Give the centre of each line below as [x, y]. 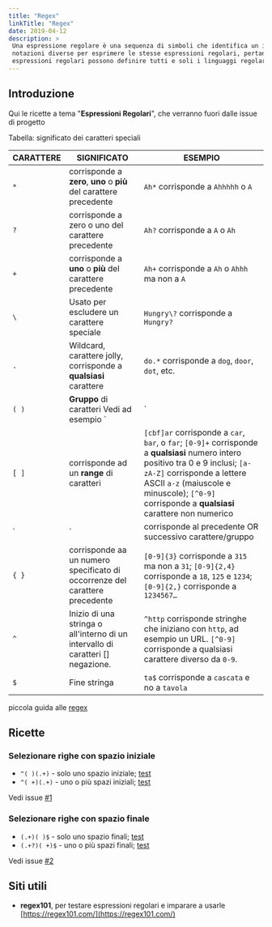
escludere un [93, 312]
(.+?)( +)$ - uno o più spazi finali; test [85, 845]
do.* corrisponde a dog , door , [199, 360]
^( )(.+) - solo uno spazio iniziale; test [85, 773]
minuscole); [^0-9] [180, 493]
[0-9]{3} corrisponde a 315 [195, 555]
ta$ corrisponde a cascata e [197, 677]
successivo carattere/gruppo [199, 537]
